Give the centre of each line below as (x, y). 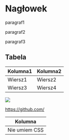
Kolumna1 (20, 71)
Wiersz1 (17, 79)
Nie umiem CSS (26, 130)
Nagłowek (26, 9)
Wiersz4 (47, 87)
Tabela (16, 57)
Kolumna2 (49, 71)
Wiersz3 (17, 87)
